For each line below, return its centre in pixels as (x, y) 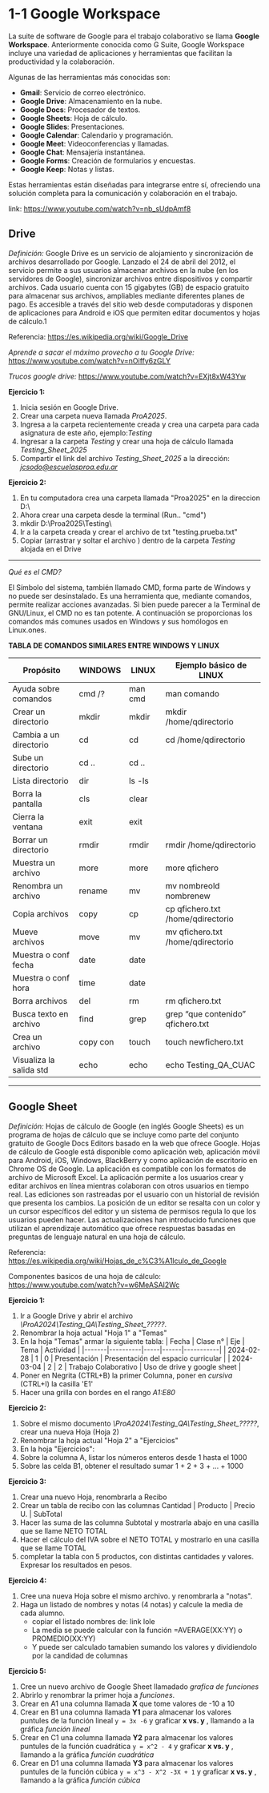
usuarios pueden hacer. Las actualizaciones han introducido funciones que (132, 1219)
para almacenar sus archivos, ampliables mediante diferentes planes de (126, 295)
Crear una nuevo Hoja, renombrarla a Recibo (93, 1497)
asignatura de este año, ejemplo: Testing (86, 432)
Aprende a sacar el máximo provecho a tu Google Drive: (101, 352)
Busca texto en (40, 1013)
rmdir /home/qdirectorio (211, 844)
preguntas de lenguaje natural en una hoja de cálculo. (97, 1237)
